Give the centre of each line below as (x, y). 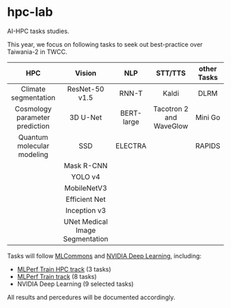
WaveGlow (171, 126)
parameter (33, 117)
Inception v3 (86, 210)
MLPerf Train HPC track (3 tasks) (64, 269)
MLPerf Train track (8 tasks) (57, 276)
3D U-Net (86, 117)
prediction (33, 126)
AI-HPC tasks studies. (38, 31)
